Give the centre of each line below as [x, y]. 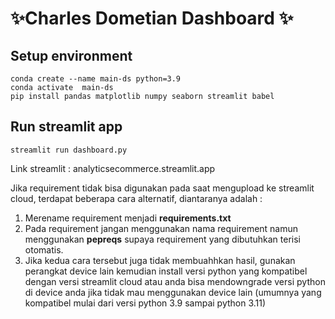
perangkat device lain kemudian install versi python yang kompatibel [166, 271]
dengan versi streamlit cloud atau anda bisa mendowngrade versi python [175, 281]
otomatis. [44, 249]
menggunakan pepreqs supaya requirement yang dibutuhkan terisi [162, 239]
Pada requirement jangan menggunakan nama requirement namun [161, 228]
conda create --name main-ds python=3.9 [96, 79]
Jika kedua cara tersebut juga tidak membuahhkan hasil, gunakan [160, 260]
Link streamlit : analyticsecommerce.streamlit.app [113, 168]
